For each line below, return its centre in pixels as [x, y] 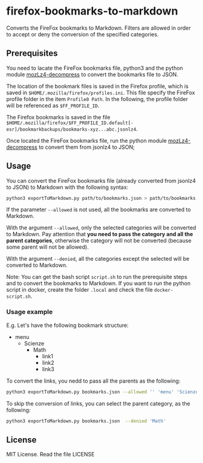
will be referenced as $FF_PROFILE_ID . [53, 105]
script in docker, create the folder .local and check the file [79, 290]
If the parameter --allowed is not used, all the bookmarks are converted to [99, 209]
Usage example [30, 312]
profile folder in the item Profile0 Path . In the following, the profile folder [97, 99]
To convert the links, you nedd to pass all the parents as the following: [93, 381]
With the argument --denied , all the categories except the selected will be [98, 259]
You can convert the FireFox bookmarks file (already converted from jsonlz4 [101, 180]
